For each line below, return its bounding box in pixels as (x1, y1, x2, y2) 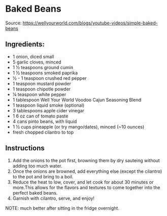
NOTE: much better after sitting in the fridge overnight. (5, 205, 119, 211)
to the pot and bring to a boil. (12, 173, 74, 179)
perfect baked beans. (12, 190, 58, 196)
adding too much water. (12, 163, 62, 169)
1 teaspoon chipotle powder (12, 86, 71, 92)
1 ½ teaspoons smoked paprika (12, 70, 78, 76)
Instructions (5, 144, 45, 152)
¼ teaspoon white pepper (12, 91, 66, 97)
